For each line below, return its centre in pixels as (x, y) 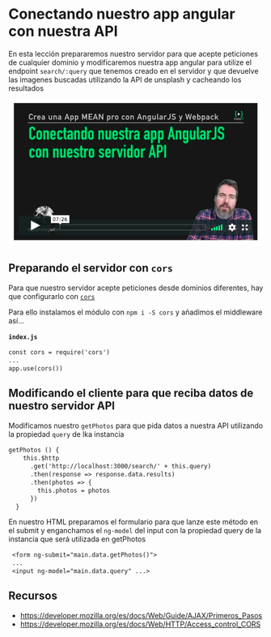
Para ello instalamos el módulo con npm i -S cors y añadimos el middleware (135, 312)
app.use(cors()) (36, 368)
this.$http (41, 458)
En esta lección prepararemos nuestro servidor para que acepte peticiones (133, 53)
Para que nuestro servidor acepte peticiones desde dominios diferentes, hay (136, 288)
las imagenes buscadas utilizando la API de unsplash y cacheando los (125, 79)
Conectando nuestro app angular (122, 14)
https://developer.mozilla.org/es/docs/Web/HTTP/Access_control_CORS (140, 624)
